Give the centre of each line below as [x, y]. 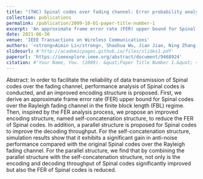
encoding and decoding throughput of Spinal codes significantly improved [99, 163]
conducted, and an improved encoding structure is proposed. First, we [94, 93]
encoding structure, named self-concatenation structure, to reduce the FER [100, 118]
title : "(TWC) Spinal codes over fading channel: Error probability [94, 12]
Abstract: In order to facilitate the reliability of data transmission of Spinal [97, 80]
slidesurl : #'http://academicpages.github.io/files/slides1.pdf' [90, 51]
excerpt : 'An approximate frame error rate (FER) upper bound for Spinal [101, 29]
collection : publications [39, 18]
